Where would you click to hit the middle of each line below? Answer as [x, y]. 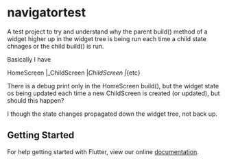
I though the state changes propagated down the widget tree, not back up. [112, 114]
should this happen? [36, 100]
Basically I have [29, 59]
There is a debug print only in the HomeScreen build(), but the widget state [113, 86]
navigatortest [47, 13]
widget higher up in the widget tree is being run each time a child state [107, 38]
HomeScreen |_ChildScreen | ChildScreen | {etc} [74, 73]
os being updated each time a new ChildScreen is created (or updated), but [114, 93]
